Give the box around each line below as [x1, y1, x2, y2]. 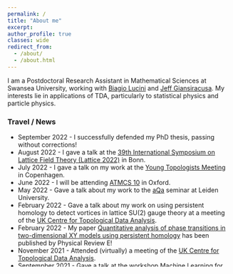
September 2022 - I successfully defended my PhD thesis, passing [17, 133, 215, 142]
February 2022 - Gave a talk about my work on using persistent [17, 201, 204, 210]
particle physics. [7, 99, 56, 107]
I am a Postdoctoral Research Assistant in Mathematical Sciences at [7, 76, 207, 85]
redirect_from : [7, 43, 53, 51]
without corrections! [17, 140, 77, 149]
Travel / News [7, 117, 56, 127]
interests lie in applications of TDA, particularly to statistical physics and [7, 91, 219, 100]
